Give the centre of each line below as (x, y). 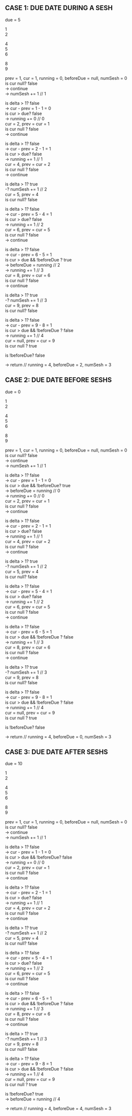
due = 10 (14, 764)
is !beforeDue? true (24, 1094)
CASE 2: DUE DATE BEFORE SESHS (58, 380)
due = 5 (13, 19)
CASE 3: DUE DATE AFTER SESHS (57, 752)
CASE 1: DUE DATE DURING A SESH (59, 8)
